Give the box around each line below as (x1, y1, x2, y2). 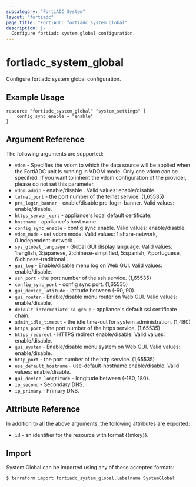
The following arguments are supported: (6, 150, 104, 157)
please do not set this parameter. (14, 180, 95, 187)
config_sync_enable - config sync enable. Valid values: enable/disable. (14, 224, 187, 231)
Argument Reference (6, 134, 85, 144)
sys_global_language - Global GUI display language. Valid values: (14, 243, 172, 250)
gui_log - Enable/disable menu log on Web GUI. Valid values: (14, 262, 163, 269)
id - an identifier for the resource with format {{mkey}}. (14, 431, 149, 438)
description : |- (6, 25, 46, 31)
